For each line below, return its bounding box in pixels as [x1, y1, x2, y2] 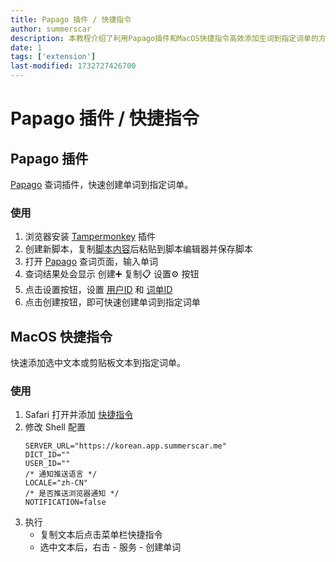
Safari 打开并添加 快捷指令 [24, 409, 134, 421]
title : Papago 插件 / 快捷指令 [10, 14, 132, 25]
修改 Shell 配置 [24, 421, 86, 433]
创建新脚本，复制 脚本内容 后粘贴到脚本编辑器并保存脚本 [24, 243, 253, 255]
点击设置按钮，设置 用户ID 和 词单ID [24, 284, 173, 296]
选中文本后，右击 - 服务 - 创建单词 [39, 541, 182, 553]
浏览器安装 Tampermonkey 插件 [24, 231, 157, 243]
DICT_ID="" [24, 450, 71, 460]
